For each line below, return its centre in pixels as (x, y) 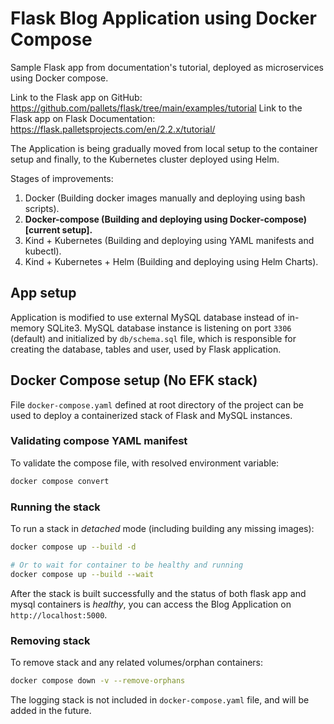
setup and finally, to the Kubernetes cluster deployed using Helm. (145, 159)
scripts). (42, 208)
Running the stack (55, 507)
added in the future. (51, 710)
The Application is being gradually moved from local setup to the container (164, 148)
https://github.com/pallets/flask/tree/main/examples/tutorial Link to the (156, 108)
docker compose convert (60, 481)
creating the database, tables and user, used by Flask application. (146, 349)
